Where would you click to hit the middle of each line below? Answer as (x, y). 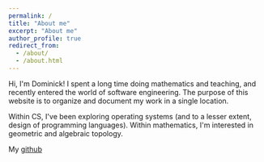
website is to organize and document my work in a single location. (119, 101)
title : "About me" (39, 23)
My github (26, 149)
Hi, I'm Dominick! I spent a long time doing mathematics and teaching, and (132, 83)
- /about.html (39, 61)
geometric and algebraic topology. (66, 133)
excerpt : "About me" (43, 31)
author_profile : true (45, 38)
